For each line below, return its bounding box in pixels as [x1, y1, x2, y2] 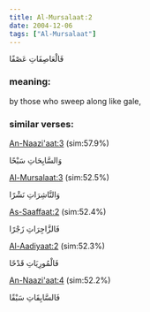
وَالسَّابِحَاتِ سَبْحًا [9, 155, 63, 165]
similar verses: [9, 118, 74, 130]
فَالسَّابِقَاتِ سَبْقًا [9, 292, 60, 302]
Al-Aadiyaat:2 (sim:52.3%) [9, 240, 106, 251]
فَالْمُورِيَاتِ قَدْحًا [9, 257, 59, 268]
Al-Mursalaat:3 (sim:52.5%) [9, 171, 110, 182]
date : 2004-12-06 [9, 21, 73, 30]
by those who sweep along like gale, [9, 95, 142, 106]
